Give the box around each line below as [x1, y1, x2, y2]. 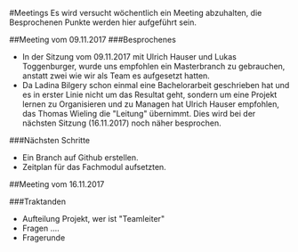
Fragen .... [21, 223, 60, 233]
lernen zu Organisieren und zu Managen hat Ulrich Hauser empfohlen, [21, 99, 280, 110]
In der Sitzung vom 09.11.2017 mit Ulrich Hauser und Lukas [21, 52, 238, 61]
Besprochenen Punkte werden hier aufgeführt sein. [9, 17, 197, 28]
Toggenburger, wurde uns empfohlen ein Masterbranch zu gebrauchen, [21, 61, 286, 71]
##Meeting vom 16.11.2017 [9, 179, 105, 190]
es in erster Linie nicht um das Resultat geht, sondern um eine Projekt [21, 89, 278, 100]
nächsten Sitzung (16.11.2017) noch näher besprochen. [21, 118, 221, 128]
